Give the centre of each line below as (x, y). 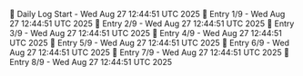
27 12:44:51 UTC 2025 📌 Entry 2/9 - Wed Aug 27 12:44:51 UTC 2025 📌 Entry (152, 24)
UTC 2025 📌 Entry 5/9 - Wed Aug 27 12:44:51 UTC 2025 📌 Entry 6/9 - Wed (149, 43)
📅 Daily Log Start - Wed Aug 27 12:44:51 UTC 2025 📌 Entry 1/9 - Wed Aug (147, 14)
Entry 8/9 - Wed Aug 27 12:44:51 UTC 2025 (91, 62)
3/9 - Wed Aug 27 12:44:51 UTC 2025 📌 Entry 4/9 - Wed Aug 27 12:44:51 (146, 33)
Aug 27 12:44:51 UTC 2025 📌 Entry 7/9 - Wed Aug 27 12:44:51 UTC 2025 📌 (149, 52)
